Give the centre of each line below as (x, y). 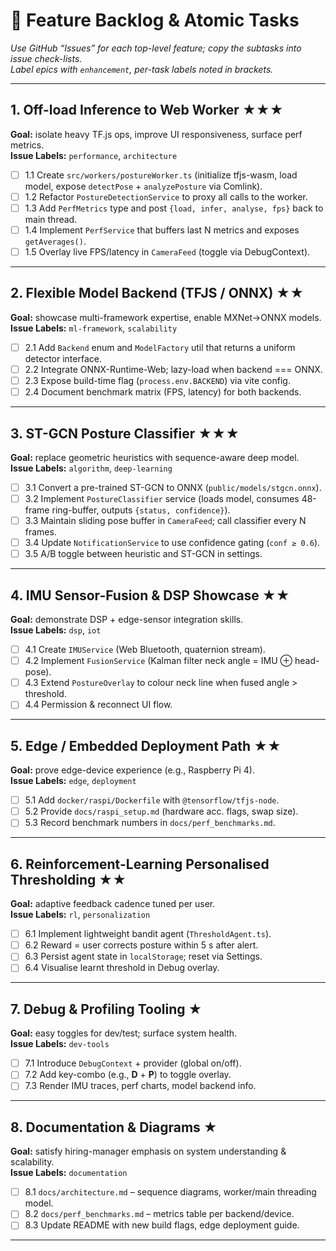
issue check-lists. (46, 58)
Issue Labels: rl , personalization (80, 915)
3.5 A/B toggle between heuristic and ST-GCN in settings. (143, 554)
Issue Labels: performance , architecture (94, 155)
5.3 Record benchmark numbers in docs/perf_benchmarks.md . (150, 823)
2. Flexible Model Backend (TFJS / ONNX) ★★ (157, 293)
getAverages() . (55, 241)
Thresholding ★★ (68, 879)
